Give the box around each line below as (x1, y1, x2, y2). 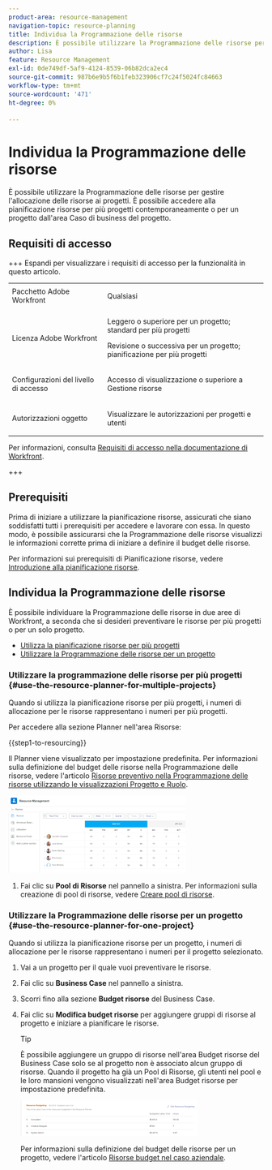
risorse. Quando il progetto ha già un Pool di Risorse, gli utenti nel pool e (19, 1067, 261, 1077)
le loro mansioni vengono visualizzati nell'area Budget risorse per (19, 1076, 239, 1086)
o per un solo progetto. (8, 625, 85, 634)
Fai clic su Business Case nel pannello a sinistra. (19, 979, 184, 988)
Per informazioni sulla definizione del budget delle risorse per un (19, 1144, 236, 1154)
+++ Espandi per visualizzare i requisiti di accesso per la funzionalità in (8, 258, 246, 268)
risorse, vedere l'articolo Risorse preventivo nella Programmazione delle (8, 771, 249, 781)
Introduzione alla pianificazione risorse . (8, 562, 140, 572)
